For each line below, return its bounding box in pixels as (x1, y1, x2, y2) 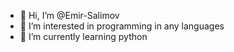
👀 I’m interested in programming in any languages (19, 20, 225, 32)
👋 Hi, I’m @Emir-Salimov (19, 10, 120, 21)
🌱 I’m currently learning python (19, 31, 148, 42)
